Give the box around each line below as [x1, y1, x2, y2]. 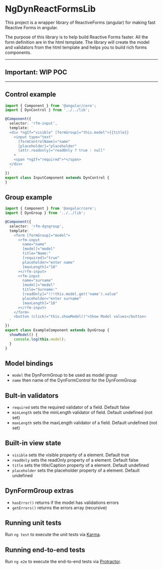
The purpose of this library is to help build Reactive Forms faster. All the [5, 34, 148, 40]
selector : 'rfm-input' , [9, 121, 57, 126]
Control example [5, 90, 56, 99]
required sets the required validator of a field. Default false [12, 404, 130, 410]
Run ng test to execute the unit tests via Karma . [5, 532, 101, 537]
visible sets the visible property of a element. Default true [12, 452, 130, 458]
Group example [5, 193, 52, 201]
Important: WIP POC [5, 68, 67, 76]
